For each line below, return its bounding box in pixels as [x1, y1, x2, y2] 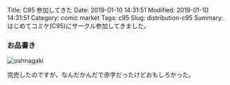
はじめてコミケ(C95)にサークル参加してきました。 [7, 22, 151, 29]
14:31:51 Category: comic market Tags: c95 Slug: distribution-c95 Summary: [7, 14, 224, 22]
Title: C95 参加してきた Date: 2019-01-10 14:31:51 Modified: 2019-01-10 [7, 6, 209, 14]
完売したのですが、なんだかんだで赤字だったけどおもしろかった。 [7, 71, 195, 79]
